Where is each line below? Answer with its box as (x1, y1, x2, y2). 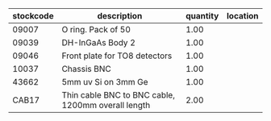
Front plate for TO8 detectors (61, 50, 173, 61)
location (227, 10, 259, 21)
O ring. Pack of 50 (61, 24, 131, 35)
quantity (185, 10, 219, 21)
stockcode (12, 10, 54, 21)
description (97, 10, 143, 21)
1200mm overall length (61, 100, 151, 111)
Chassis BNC (61, 64, 111, 74)
